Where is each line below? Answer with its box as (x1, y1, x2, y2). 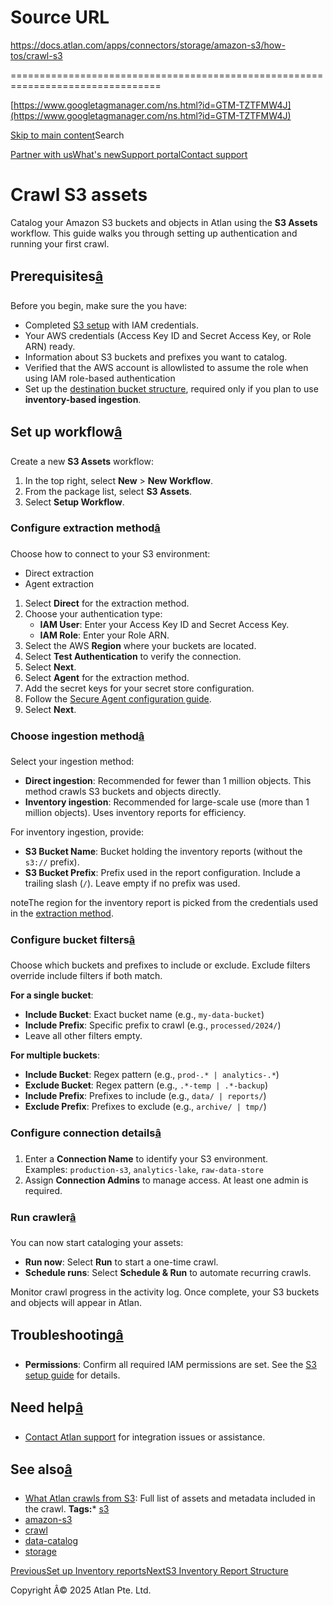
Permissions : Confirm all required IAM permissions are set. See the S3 (24, 1358, 317, 1370)
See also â (10, 1461, 73, 1478)
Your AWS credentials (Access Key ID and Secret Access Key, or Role (24, 329, 312, 341)
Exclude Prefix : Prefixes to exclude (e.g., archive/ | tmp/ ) (24, 1101, 267, 1113)
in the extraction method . (10, 907, 114, 920)
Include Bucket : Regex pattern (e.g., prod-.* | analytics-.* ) (24, 1069, 280, 1081)
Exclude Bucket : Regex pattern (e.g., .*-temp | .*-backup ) (24, 1079, 269, 1091)
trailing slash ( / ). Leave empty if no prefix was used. (24, 877, 241, 890)
